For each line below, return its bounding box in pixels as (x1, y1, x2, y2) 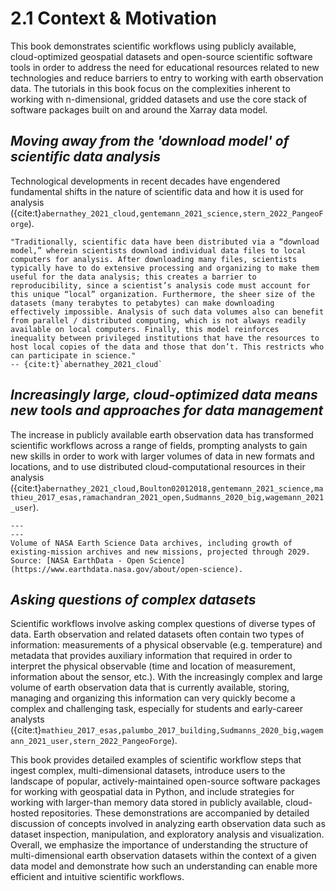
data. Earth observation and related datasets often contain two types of (10, 628, 305, 641)
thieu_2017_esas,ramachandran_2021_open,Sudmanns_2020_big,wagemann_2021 (10, 492, 325, 502)
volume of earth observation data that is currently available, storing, (10, 682, 290, 694)
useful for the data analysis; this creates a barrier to (10, 272, 257, 282)
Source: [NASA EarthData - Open (10, 555, 145, 566)
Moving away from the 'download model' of (10, 133, 290, 150)
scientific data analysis (10, 148, 162, 166)
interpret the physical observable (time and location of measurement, (10, 660, 296, 672)
